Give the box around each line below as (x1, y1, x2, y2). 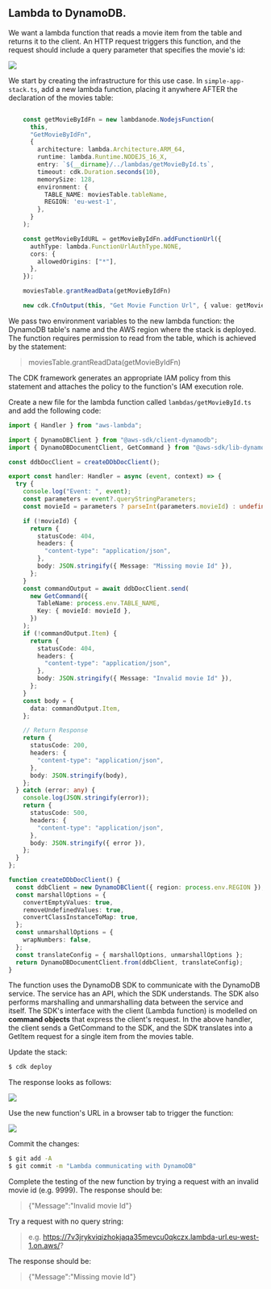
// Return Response (23, 726, 89, 734)
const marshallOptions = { (15, 891, 106, 899)
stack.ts (8, 85, 38, 94)
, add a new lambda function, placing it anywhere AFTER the (37, 84, 238, 94)
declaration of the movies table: (8, 93, 114, 102)
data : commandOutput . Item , (29, 705, 121, 713)
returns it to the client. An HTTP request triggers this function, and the (8, 36, 241, 46)
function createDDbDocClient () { (8, 876, 121, 884)
